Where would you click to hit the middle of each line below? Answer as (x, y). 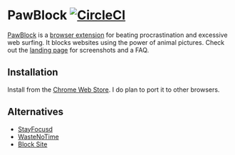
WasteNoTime (38, 137)
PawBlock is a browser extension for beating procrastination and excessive (117, 35)
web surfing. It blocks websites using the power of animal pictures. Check (116, 42)
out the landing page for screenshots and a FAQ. (78, 50)
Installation (33, 72)
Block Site (32, 144)
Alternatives (36, 112)
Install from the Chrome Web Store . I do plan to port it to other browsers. (114, 90)
